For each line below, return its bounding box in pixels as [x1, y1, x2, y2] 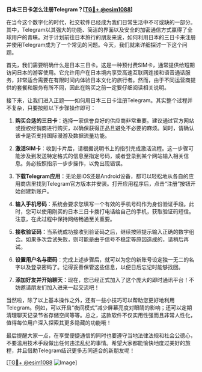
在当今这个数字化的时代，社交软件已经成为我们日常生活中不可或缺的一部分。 [6, 19, 196, 26]
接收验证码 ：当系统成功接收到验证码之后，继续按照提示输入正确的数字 [14, 228, 189, 235]
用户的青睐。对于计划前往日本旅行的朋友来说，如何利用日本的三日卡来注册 [11, 34, 196, 41]
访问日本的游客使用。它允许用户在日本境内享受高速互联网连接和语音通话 [6, 69, 185, 76]
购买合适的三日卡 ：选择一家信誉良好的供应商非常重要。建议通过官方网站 [14, 117, 194, 124]
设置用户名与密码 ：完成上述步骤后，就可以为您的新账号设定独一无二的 [14, 256, 189, 263]
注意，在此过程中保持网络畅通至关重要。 [14, 216, 115, 222]
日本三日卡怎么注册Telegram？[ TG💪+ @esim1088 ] [6, 6, 133, 13]
